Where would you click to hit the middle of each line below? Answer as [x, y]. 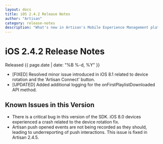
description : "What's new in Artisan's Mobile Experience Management [77, 28]
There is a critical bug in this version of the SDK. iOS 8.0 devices [76, 116]
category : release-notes [30, 23]
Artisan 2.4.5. [25, 137]
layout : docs [18, 9]
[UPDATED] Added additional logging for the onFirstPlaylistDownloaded [83, 85]
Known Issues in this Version [50, 105]
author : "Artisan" [24, 18]
